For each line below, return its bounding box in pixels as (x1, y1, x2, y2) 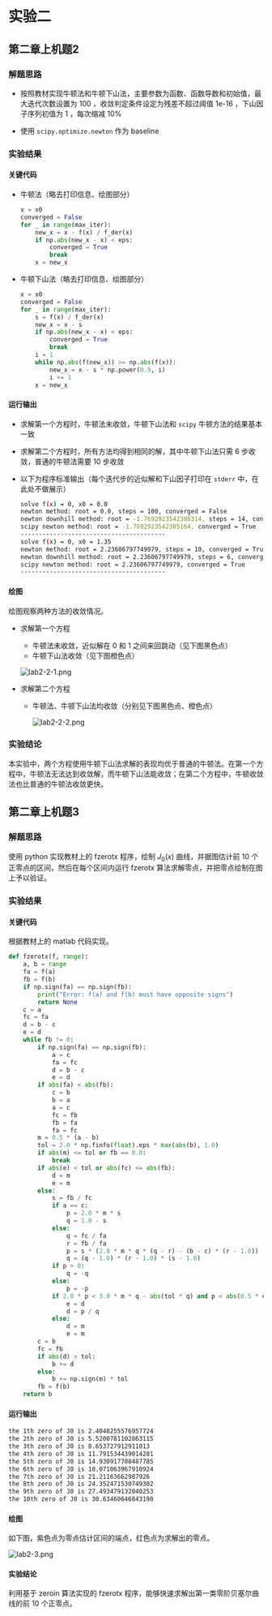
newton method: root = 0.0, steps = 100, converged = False (19, 508, 227, 516)
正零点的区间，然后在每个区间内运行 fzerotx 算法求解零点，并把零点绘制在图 (8, 863, 263, 873)
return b (23, 1390, 53, 1399)
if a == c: (51, 1201, 89, 1210)
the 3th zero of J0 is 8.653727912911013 (8, 1442, 151, 1451)
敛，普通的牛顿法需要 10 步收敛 (19, 456, 125, 466)
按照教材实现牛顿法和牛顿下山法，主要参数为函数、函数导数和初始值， (19, 88, 255, 98)
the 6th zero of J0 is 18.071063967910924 (8, 1465, 154, 1473)
